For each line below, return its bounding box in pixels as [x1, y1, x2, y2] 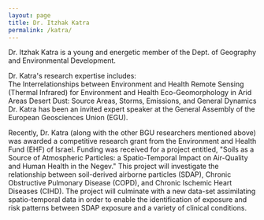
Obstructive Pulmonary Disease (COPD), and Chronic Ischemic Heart [8, 178, 232, 188]
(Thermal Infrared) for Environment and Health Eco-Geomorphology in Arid [8, 88, 252, 97]
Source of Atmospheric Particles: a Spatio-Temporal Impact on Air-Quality [8, 153, 248, 163]
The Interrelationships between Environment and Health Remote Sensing [8, 79, 244, 89]
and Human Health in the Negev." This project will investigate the [8, 162, 219, 171]
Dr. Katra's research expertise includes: [8, 71, 136, 81]
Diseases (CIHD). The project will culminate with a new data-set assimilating [8, 186, 256, 196]
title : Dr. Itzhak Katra [8, 19, 90, 27]
